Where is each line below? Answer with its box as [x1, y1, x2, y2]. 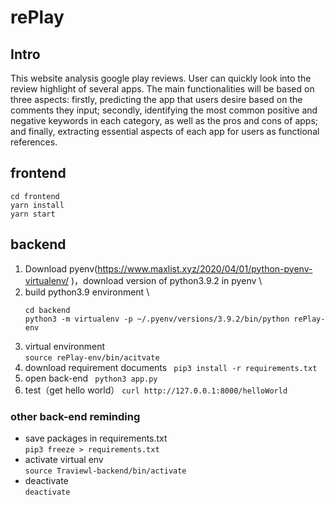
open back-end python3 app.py [24, 372, 158, 384]
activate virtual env [24, 453, 104, 465]
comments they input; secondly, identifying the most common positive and [10, 104, 318, 116]
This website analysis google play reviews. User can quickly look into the [10, 72, 312, 84]
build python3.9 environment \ [24, 286, 150, 298]
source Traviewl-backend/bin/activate [24, 466, 187, 476]
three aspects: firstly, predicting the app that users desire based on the [10, 94, 303, 105]
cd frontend [10, 191, 60, 201]
